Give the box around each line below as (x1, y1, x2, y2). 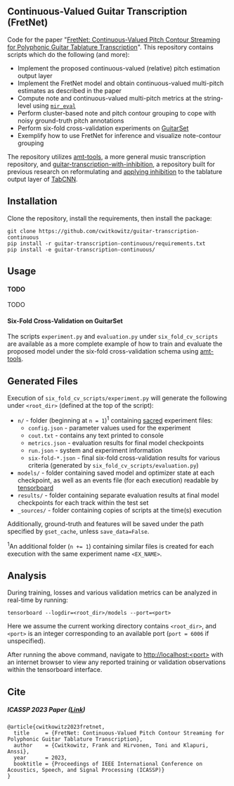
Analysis (7, 570, 47, 582)
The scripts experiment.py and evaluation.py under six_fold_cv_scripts (7, 332, 219, 341)
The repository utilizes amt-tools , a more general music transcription (7, 152, 206, 161)
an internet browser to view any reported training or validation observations (7, 658, 226, 666)
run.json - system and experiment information (27, 446, 163, 454)
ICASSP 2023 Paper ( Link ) (7, 706, 86, 714)
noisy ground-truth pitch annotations (17, 116, 124, 125)
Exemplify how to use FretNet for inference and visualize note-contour (17, 131, 221, 139)
